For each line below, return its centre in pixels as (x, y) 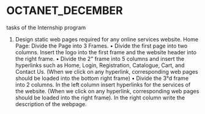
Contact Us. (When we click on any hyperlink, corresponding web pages (107, 71)
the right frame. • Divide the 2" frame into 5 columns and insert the (100, 59)
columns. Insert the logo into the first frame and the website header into (106, 52)
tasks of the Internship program (46, 27)
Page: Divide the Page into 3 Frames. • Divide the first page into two (101, 46)
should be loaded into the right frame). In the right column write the (100, 98)
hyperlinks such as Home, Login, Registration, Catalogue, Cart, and (100, 65)
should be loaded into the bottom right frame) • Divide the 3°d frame (102, 78)
